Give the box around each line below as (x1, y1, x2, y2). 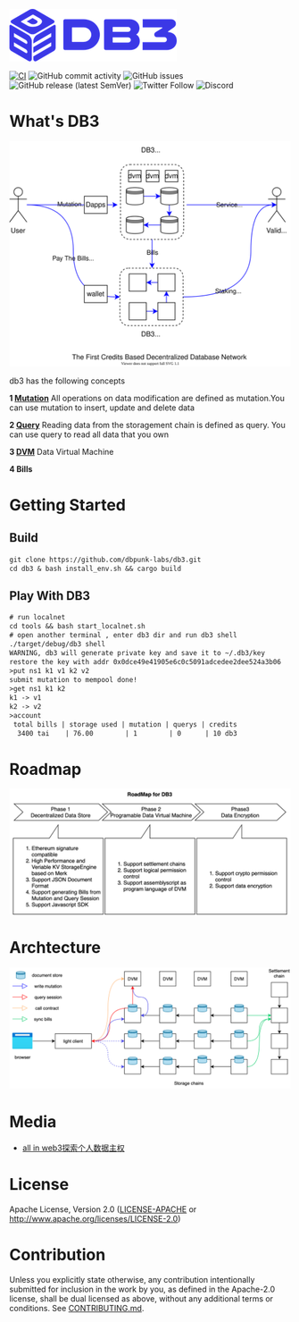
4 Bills (9, 463, 33, 474)
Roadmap (9, 759, 82, 779)
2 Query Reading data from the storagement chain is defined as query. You (9, 419, 286, 430)
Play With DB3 (9, 588, 91, 603)
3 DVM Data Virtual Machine (9, 446, 114, 457)
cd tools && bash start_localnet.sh (9, 622, 145, 631)
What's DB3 (9, 112, 100, 131)
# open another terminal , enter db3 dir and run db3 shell (9, 631, 238, 640)
